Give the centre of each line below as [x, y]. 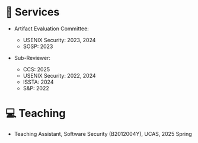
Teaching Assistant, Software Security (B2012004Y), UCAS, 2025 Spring [103, 134]
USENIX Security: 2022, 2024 [59, 75]
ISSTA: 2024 [38, 82]
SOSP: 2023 [38, 46]
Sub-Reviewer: [32, 58]
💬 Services [33, 12]
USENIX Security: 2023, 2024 [59, 40]
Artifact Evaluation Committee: [52, 28]
